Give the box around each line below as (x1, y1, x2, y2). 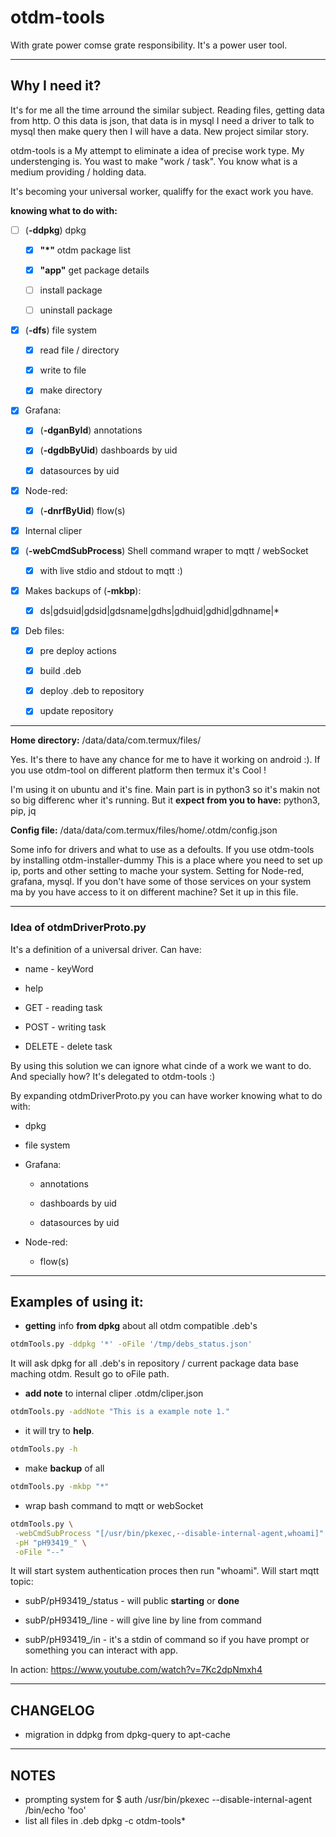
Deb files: (24, 625, 65, 636)
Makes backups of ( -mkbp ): (24, 584, 142, 596)
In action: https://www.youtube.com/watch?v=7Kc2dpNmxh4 (10, 1664, 263, 1676)
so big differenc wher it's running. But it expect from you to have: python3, (10, 794, 321, 806)
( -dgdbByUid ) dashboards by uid (39, 444, 178, 456)
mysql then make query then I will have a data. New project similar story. (10, 125, 310, 137)
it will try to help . (24, 1425, 95, 1437)
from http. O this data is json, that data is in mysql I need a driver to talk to (10, 114, 315, 126)
